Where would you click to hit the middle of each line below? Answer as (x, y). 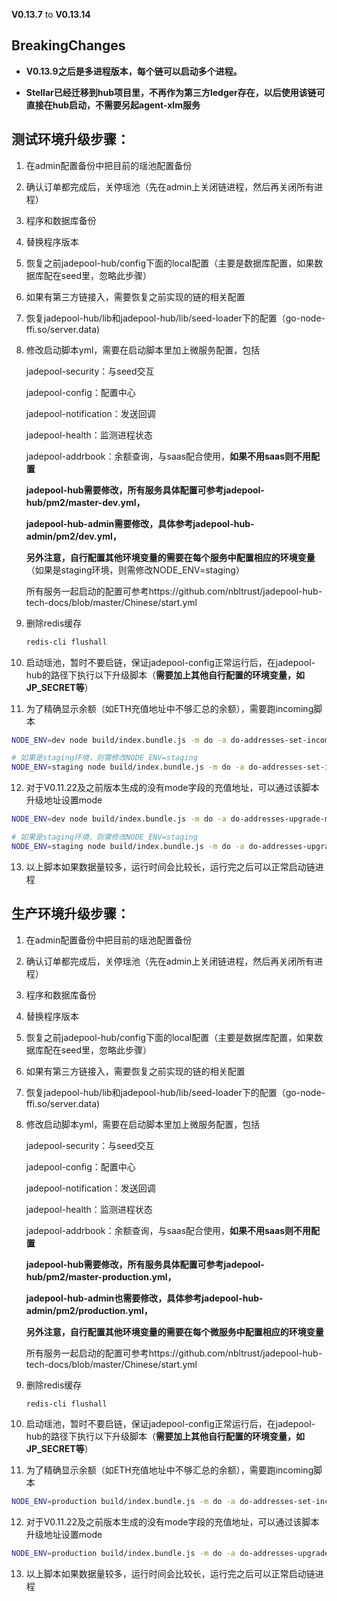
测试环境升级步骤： (70, 139)
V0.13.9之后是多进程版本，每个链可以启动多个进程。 (134, 71)
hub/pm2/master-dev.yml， (85, 502)
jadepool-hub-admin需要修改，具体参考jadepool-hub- (140, 523)
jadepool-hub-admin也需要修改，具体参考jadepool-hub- (144, 1298)
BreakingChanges (68, 45)
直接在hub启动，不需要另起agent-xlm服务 (113, 105)
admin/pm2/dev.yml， (73, 536)
